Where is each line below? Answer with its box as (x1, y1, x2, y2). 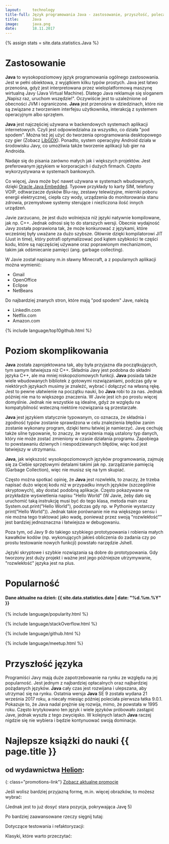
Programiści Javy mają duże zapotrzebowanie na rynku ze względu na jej (5, 674, 157, 681)
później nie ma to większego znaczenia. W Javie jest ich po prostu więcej (5, 394, 157, 400)
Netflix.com (12, 312, 37, 318)
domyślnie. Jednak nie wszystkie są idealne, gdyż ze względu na (5, 399, 140, 405)
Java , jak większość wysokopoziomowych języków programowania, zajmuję (5, 456, 164, 462)
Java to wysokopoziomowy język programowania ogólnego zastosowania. (5, 74, 159, 80)
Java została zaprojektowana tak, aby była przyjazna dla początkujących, (5, 362, 157, 368)
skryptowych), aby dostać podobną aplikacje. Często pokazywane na (5, 487, 149, 493)
